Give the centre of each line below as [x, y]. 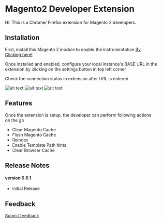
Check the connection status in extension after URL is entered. [67, 78]
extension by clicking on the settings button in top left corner [66, 69]
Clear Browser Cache [33, 150]
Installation [22, 38]
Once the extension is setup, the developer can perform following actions [78, 115]
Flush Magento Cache [34, 135]
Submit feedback [22, 215]
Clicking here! [19, 54]
